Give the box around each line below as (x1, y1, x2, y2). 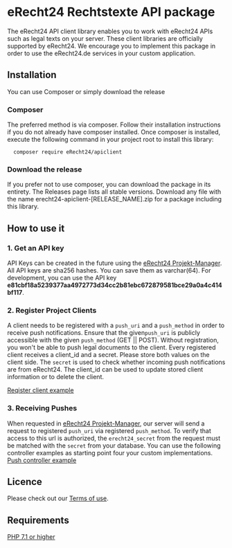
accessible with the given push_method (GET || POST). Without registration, (7, 336, 220, 345)
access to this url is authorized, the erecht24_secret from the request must (7, 434, 221, 442)
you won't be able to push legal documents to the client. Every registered (7, 343, 216, 351)
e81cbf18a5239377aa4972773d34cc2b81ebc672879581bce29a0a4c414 (7, 281, 223, 289)
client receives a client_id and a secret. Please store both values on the (7, 351, 210, 359)
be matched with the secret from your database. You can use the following (7, 441, 221, 450)
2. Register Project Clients (7, 305, 97, 315)
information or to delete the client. (7, 373, 105, 381)
